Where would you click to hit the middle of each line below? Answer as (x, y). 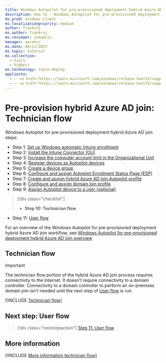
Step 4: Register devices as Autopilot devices (58, 163)
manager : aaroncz (23, 42)
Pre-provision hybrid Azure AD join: (80, 108)
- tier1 (18, 60)
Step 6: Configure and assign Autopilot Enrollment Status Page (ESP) (82, 173)
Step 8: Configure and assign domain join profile (62, 184)
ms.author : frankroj (26, 33)
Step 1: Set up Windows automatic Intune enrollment (65, 147)
